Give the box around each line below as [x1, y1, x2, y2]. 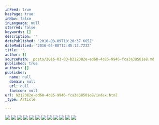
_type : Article [5, 97, 36, 102]
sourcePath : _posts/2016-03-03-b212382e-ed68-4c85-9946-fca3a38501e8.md [5, 57, 155, 62]
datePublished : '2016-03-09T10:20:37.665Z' [5, 39, 94, 44]
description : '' [5, 34, 38, 39]
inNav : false [5, 16, 31, 21]
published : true [5, 61, 38, 66]
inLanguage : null [5, 20, 40, 26]
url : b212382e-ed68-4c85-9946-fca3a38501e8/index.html [5, 93, 118, 97]
